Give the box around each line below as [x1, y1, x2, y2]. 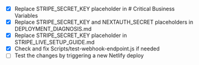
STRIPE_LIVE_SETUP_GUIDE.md [14, 39, 95, 46]
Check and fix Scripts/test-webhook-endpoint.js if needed [14, 45, 160, 52]
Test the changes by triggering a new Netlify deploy [14, 52, 144, 60]
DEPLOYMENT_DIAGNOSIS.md [14, 26, 92, 33]
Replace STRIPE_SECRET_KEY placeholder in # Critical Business [14, 5, 175, 12]
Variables [14, 12, 38, 19]
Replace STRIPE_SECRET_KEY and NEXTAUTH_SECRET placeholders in [14, 18, 194, 26]
